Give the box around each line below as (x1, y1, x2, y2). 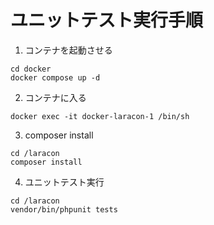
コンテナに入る (24, 91, 87, 103)
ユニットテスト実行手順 (10, 9, 204, 32)
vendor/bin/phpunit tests (10, 204, 118, 215)
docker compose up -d (10, 72, 101, 83)
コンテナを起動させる (24, 44, 113, 56)
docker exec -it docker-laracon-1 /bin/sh (10, 111, 190, 121)
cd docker (10, 64, 52, 74)
